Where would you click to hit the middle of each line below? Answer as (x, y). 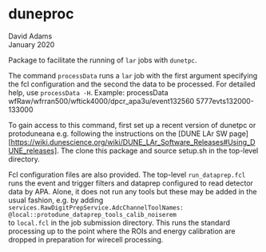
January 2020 (32, 44)
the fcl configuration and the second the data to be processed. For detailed (132, 84)
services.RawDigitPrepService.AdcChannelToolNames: (96, 208)
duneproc (41, 14)
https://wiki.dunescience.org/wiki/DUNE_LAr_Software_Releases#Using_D (133, 142)
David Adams (30, 36)
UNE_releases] (33, 150)
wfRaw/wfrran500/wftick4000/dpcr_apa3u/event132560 (101, 101)
